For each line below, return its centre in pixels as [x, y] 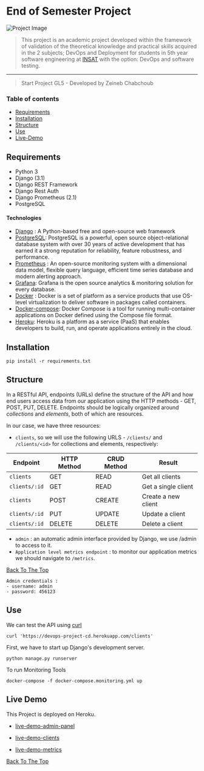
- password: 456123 [31, 591]
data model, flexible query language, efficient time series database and [104, 270]
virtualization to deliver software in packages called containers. [107, 303]
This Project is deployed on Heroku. [51, 714]
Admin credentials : [32, 581]
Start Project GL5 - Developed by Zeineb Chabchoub [87, 83]
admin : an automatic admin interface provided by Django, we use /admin [106, 538]
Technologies [24, 218]
